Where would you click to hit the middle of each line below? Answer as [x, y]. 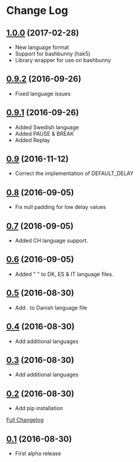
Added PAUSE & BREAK [44, 133]
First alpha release [38, 453]
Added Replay [32, 140]
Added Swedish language [47, 127]
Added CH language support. [52, 241]
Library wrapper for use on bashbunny [63, 60]
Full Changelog [25, 420]
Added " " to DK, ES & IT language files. [64, 274]
